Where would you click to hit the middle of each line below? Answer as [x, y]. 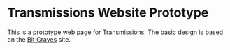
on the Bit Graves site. [39, 39]
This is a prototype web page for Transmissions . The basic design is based [115, 32]
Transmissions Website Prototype [108, 13]
